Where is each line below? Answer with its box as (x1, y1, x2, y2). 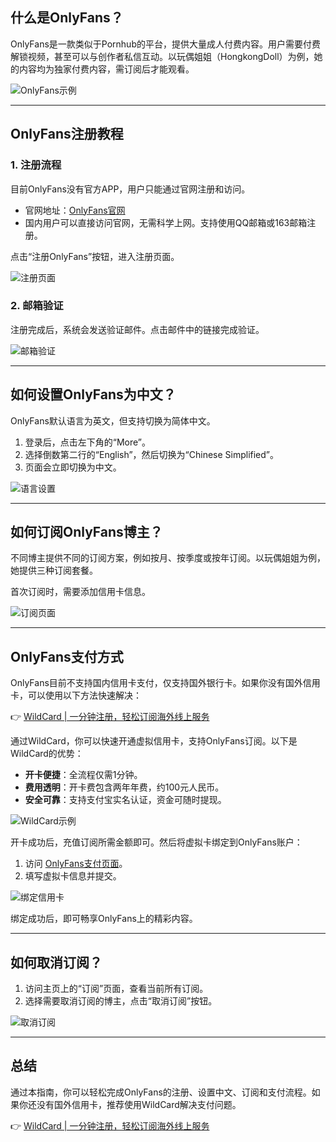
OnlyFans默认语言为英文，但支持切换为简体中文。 (10, 414, 216, 427)
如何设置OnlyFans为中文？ (10, 386, 177, 403)
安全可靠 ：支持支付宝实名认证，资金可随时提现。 (24, 794, 227, 806)
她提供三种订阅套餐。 (10, 564, 98, 577)
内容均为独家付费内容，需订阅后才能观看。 (18, 63, 195, 75)
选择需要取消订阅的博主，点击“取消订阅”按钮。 (24, 995, 218, 1007)
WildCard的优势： (10, 748, 84, 760)
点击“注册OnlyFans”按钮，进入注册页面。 (10, 250, 180, 262)
